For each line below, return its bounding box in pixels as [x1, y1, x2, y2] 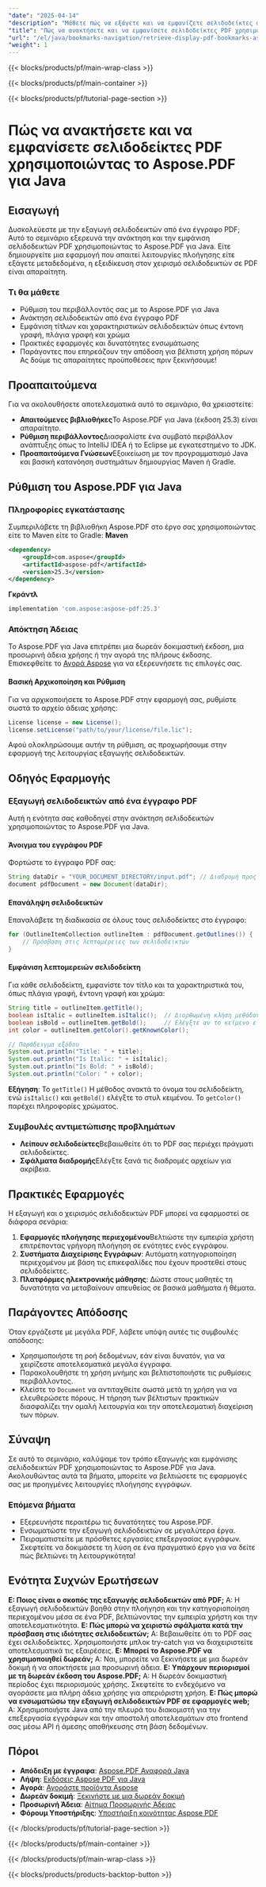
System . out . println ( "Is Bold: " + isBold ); [8, 1063, 154, 1071]
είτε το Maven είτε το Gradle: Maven [8, 530, 129, 540]
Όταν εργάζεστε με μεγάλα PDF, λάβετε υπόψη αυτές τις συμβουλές [8, 1327, 239, 1337]
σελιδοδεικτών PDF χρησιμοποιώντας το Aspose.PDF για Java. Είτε [8, 241, 231, 251]
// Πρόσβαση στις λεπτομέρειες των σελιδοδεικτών [22, 938, 190, 946]
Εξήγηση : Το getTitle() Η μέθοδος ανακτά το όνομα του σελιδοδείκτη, [8, 1084, 244, 1094]
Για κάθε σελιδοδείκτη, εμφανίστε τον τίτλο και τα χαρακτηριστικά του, [8, 980, 245, 990]
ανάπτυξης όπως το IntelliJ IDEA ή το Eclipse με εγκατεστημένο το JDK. [19, 440, 257, 450]
